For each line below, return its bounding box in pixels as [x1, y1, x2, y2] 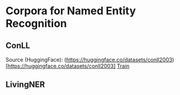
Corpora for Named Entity [5, 4, 136, 18]
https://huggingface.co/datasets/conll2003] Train [7, 62, 130, 69]
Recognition [5, 17, 67, 30]
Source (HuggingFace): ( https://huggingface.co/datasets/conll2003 [5, 56, 173, 63]
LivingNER [5, 80, 45, 90]
